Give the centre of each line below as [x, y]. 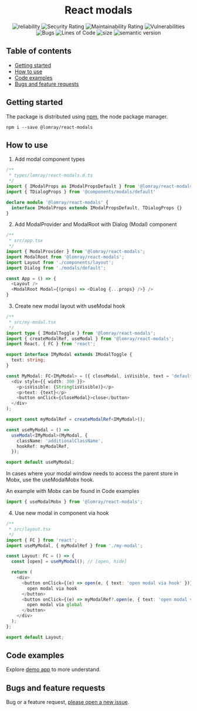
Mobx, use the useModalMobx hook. [50, 480]
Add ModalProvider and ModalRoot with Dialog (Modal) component [96, 224]
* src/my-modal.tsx [33, 322]
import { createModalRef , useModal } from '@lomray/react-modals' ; [90, 339]
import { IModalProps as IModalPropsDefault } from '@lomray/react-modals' [101, 186]
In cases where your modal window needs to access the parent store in [92, 474]
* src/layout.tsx [30, 529]
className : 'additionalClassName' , [60, 441]
